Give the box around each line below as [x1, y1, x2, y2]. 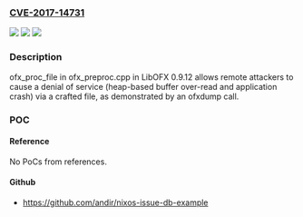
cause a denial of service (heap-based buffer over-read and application [9, 81, 278, 92]
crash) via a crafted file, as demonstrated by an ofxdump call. [9, 91, 239, 102]
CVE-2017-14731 [9, 6, 85, 19]
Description [9, 51, 63, 64]
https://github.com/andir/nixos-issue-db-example [22, 197, 209, 208]
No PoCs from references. [9, 156, 107, 167]
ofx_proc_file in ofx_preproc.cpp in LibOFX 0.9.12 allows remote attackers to [9, 71, 294, 83]
